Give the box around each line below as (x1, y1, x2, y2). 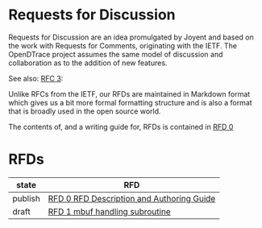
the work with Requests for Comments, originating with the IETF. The (8, 40, 238, 50)
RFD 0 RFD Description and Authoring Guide (48, 193, 216, 204)
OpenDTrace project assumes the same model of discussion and (8, 49, 223, 59)
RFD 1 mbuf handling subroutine (48, 205, 171, 217)
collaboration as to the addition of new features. (8, 58, 168, 68)
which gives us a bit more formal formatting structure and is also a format (8, 97, 252, 107)
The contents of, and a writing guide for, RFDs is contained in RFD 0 (8, 122, 234, 131)
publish (12, 193, 40, 204)
